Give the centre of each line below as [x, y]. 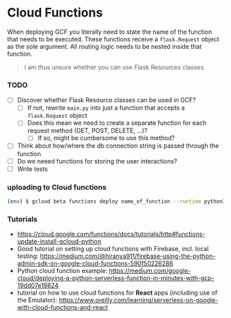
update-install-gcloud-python [59, 241]
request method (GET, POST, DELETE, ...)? [87, 131]
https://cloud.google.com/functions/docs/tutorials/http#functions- [111, 234]
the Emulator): [37, 300]
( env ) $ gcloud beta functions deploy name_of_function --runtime [104, 201]
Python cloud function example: [62, 271]
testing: [28, 256]
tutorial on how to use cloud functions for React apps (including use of [117, 293]
